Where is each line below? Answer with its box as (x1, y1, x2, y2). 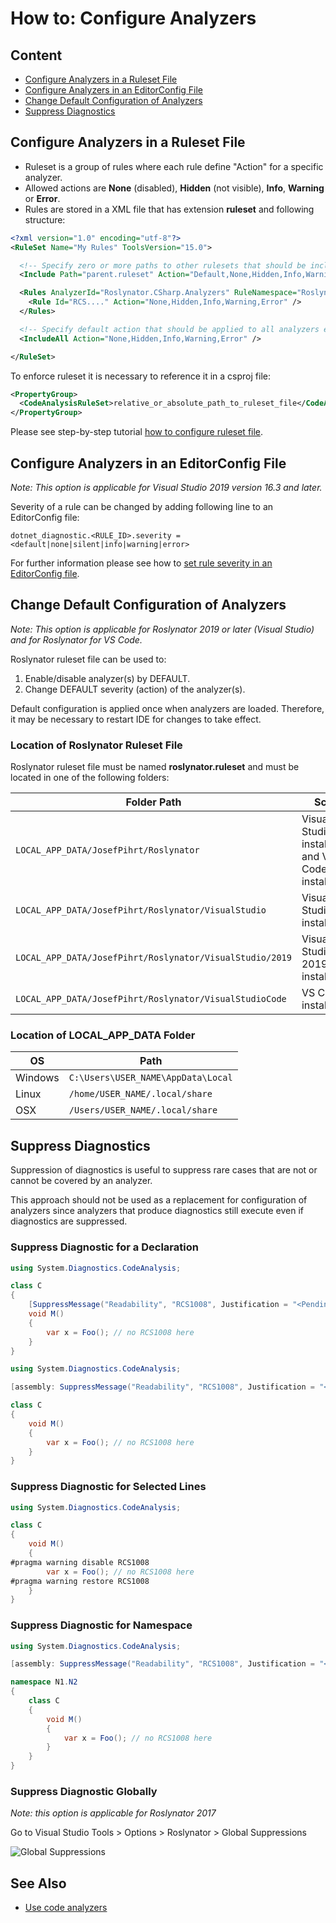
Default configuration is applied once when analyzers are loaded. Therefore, (10, 702, 325, 714)
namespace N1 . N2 (10, 1677, 78, 1687)
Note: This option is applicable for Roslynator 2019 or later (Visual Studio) (10, 623, 315, 635)
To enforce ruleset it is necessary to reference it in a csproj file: (10, 370, 272, 382)
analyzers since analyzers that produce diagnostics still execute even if (10, 1205, 304, 1217)
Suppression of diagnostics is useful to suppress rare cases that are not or (10, 1164, 318, 1176)
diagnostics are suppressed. (10, 1215, 128, 1227)
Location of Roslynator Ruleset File (10, 738, 183, 752)
